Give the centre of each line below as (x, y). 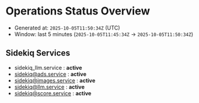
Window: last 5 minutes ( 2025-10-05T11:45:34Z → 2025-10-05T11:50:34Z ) (104, 34)
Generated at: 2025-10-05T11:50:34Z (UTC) (67, 28)
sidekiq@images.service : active (55, 80)
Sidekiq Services (38, 53)
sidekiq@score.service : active (53, 93)
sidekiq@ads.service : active (50, 74)
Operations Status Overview (78, 11)
